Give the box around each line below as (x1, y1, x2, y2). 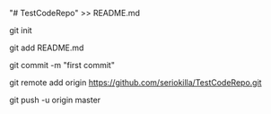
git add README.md (9, 42, 84, 53)
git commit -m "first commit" (9, 60, 115, 70)
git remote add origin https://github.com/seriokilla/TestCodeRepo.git (9, 77, 262, 88)
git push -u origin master (9, 94, 101, 105)
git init (9, 25, 33, 35)
